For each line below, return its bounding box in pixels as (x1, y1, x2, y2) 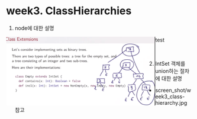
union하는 (155, 67, 179, 75)
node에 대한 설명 (14, 24, 54, 31)
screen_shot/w (155, 86, 191, 94)
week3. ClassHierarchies (6, 4, 132, 18)
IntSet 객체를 (155, 60, 186, 67)
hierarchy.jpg (155, 99, 188, 106)
